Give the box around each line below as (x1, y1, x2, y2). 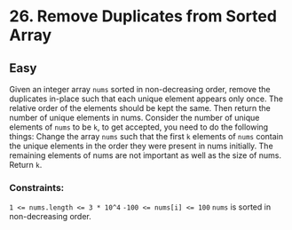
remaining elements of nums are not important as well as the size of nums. (9, 150, 282, 161)
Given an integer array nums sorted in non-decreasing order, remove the (9, 84, 271, 94)
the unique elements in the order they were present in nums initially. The (9, 140, 273, 151)
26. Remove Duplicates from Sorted (9, 6, 278, 27)
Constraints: (9, 181, 65, 194)
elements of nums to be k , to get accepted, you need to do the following (9, 122, 269, 132)
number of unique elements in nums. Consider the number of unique (9, 113, 260, 123)
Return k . (9, 160, 43, 170)
